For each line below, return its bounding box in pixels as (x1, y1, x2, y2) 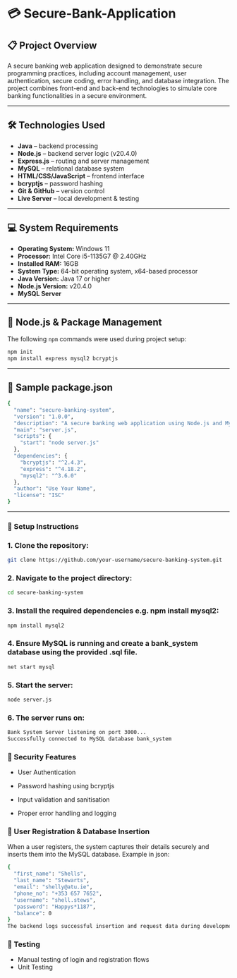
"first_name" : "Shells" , (13, 870, 87, 878)
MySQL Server (17, 289, 62, 298)
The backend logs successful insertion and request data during (7, 923, 200, 930)
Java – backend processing (17, 142, 99, 150)
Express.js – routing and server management (17, 157, 150, 165)
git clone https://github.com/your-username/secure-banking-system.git (7, 556, 222, 564)
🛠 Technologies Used (7, 119, 106, 131)
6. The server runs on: (7, 713, 85, 723)
